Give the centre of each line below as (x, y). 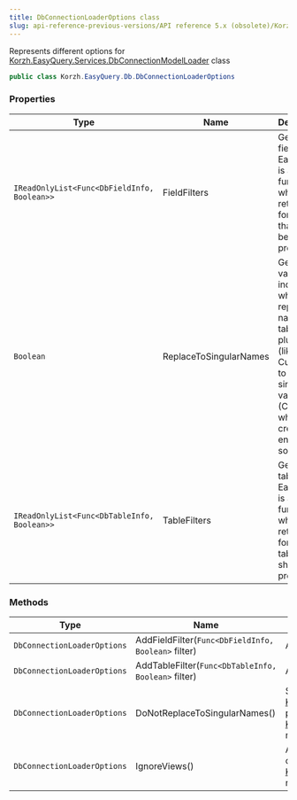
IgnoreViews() (165, 765)
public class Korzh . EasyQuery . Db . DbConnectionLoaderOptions (122, 76)
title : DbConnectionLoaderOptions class (85, 17)
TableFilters (187, 520)
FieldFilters (186, 192)
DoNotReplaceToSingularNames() (206, 712)
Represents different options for (67, 50)
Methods (29, 602)
